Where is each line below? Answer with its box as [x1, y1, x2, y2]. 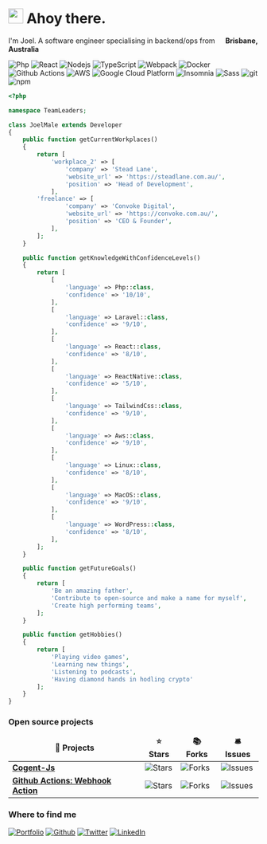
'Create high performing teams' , [50, 602, 161, 610]
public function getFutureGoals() [22, 564, 137, 573]
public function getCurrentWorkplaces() [22, 135, 158, 143]
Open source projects [8, 716, 94, 728]
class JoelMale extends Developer [8, 120, 123, 129]
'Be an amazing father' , [50, 587, 133, 595]
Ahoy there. [26, 10, 106, 28]
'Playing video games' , [50, 654, 130, 661]
